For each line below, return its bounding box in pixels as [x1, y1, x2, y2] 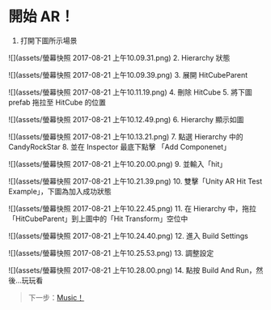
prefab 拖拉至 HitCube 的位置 [8, 97, 107, 107]
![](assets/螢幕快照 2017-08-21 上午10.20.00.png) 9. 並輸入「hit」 [8, 159, 227, 168]
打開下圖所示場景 [19, 36, 78, 45]
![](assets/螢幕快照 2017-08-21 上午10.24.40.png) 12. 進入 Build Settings [8, 231, 248, 240]
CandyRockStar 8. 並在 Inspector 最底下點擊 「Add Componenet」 [8, 142, 231, 151]
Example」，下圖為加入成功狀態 [8, 186, 112, 196]
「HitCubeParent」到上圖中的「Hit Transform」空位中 [8, 214, 188, 223]
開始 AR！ [8, 7, 74, 26]
